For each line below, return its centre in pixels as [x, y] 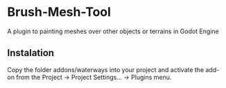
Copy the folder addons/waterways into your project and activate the [106, 69]
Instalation [31, 53]
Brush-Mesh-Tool [59, 12]
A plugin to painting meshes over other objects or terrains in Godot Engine [113, 31]
